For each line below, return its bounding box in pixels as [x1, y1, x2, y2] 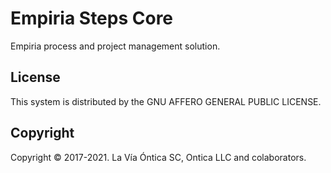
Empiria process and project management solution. [10, 40, 221, 52]
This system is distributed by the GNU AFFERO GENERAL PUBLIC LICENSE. [10, 95, 322, 107]
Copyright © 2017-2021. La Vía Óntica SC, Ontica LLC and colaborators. [10, 151, 307, 163]
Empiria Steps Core [10, 7, 174, 30]
